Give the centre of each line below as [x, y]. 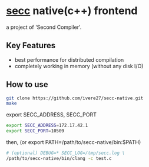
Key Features [31, 46]
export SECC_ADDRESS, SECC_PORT [52, 115]
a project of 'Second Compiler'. [44, 27]
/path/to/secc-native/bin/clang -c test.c [59, 158]
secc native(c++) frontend [72, 11]
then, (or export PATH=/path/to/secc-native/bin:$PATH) [74, 142]
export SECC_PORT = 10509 [35, 131]
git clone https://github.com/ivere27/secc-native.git [75, 98]
